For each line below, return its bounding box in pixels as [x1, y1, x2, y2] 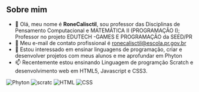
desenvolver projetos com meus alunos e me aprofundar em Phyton [14, 52, 182, 59]
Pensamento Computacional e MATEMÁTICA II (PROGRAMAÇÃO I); [14, 27, 180, 34]
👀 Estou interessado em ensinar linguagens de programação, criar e [14, 46, 182, 53]
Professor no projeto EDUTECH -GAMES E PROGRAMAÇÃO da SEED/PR [14, 33, 193, 40]
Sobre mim [6, 5, 48, 15]
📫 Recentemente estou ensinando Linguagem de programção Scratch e [14, 59, 194, 66]
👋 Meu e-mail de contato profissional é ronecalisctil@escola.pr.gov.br [14, 39, 186, 46]
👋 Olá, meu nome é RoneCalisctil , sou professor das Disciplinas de [14, 20, 180, 27]
